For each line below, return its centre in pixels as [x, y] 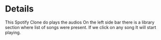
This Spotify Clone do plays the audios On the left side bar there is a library [80, 22]
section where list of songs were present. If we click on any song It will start [80, 27]
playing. [13, 32]
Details [19, 9]
